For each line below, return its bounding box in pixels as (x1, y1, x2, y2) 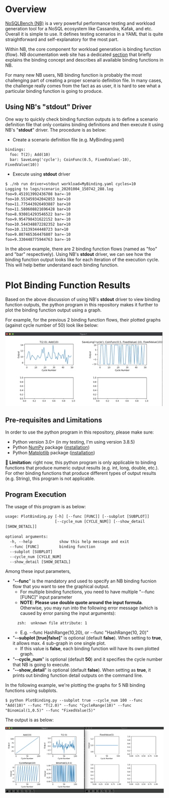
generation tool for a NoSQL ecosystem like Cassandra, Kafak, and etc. (5, 25, 153, 31)
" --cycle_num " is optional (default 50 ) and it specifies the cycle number (12, 656, 163, 662)
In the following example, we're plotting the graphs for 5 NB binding (5, 682, 145, 688)
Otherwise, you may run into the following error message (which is (20, 605, 158, 611)
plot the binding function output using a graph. (5, 307, 102, 313)
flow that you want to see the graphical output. (12, 583, 110, 590)
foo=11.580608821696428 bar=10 (5, 206, 71, 211)
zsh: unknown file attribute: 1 (17, 621, 88, 626)
